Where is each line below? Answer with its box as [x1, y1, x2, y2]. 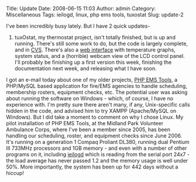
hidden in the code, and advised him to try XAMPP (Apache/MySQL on [6, 108, 177, 114]
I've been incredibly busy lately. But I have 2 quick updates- [6, 23, 150, 29]
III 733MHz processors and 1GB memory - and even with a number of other [6, 145, 187, 152]
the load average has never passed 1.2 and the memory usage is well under [6, 157, 188, 164]
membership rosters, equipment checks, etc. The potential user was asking [6, 89, 188, 95]
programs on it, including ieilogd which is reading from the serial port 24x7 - [6, 151, 190, 157]
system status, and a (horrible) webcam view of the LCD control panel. [14, 53, 185, 59]
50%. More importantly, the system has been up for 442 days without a [6, 163, 178, 170]
